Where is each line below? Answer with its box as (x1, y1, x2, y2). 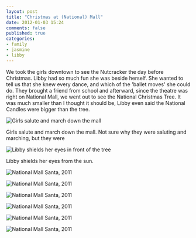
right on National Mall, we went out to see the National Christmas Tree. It (6, 93, 181, 100)
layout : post (6, 8, 38, 15)
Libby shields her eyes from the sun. (6, 157, 94, 164)
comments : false (6, 25, 46, 31)
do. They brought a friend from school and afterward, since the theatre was (6, 87, 188, 94)
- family (6, 42, 27, 47)
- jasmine (6, 47, 30, 53)
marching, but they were (6, 134, 66, 141)
